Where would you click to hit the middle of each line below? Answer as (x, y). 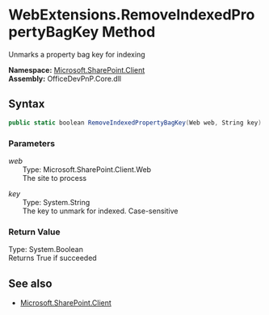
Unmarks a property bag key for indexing (77, 54)
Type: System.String (57, 202)
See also (30, 283)
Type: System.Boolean (46, 250)
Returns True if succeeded (53, 258)
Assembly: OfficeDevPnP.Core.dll (65, 78)
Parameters (32, 143)
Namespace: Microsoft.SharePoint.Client (77, 69)
